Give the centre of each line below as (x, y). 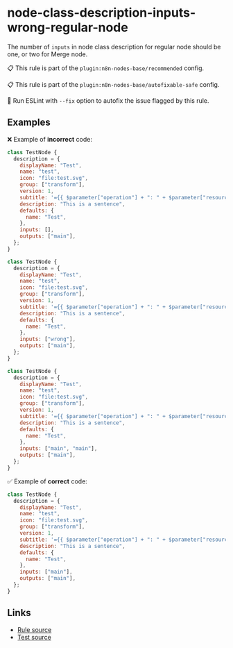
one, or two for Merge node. (48, 54)
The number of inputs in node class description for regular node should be (114, 47)
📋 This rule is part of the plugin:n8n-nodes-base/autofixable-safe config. (113, 84)
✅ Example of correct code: (48, 481)
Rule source (34, 629)
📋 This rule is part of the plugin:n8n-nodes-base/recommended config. (106, 68)
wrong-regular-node (68, 27)
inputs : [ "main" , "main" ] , (59, 449)
